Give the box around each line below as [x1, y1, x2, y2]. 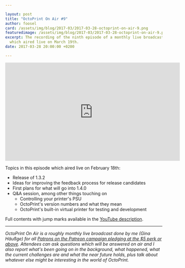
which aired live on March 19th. [9, 39, 79, 45]
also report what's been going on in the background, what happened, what [5, 246, 160, 252]
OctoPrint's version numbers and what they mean [19, 201, 122, 207]
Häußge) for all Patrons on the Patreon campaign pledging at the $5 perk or [5, 236, 162, 242]
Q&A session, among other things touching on [12, 190, 107, 196]
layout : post [5, 11, 32, 16]
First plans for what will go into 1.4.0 [12, 185, 87, 191]
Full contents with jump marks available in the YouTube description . [5, 216, 144, 222]
